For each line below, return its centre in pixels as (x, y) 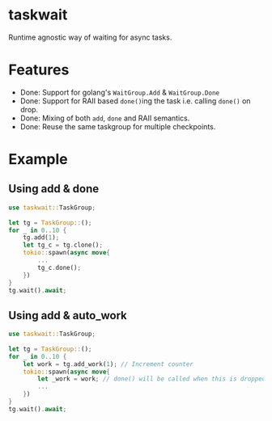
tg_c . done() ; (59, 267)
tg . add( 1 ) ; (41, 238)
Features (39, 70)
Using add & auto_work (68, 316)
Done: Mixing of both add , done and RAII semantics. (105, 118)
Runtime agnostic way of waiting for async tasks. (90, 37)
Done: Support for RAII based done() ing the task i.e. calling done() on (135, 101)
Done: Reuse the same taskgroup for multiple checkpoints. (118, 126)
